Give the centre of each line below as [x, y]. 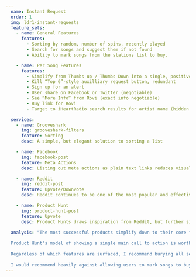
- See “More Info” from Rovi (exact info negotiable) [93, 98]
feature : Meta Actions [49, 162]
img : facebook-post [44, 157]
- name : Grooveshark [41, 125]
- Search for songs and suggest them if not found [90, 50]
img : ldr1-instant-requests [45, 22]
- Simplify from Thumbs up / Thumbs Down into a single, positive [109, 77]
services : [23, 120]
